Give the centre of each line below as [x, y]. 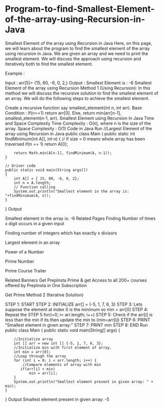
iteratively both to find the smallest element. [49, 64]
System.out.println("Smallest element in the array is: [72, 191]
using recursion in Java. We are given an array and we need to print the [77, 53]
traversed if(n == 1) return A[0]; [36, 144]
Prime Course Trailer [26, 271]
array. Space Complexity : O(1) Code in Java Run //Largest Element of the [79, 128]
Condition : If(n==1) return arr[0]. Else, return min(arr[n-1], [63, 113]
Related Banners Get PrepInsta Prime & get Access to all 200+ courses [76, 280]
